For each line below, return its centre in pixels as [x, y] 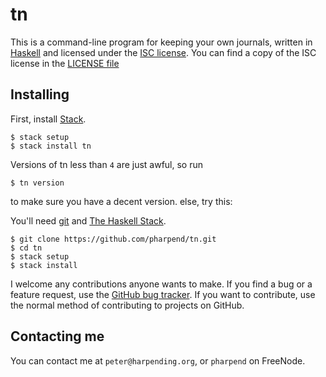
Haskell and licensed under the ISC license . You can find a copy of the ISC [163, 52]
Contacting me [57, 336]
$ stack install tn [51, 146]
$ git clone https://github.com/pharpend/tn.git [113, 239]
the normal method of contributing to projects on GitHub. [127, 305]
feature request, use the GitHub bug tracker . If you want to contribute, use [163, 294]
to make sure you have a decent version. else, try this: [121, 201]
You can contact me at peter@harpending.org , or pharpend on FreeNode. [158, 360]
